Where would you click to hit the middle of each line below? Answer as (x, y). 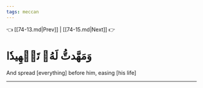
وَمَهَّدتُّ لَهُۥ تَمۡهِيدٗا (49, 56)
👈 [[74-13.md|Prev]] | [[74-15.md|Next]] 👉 (61, 29)
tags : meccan (23, 12)
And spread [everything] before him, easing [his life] (71, 72)
